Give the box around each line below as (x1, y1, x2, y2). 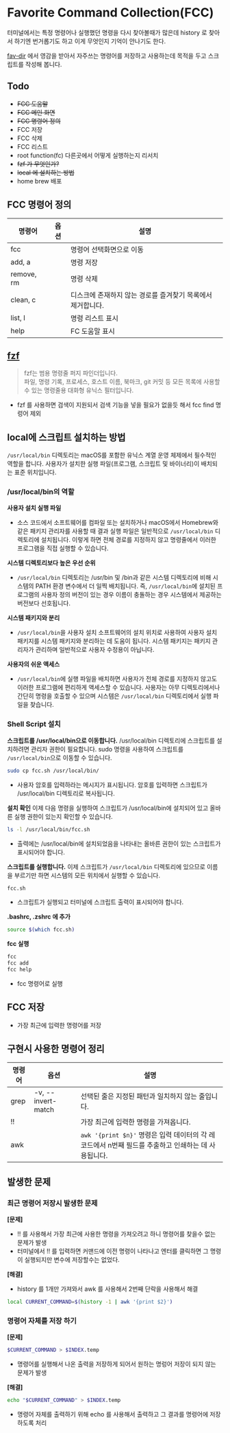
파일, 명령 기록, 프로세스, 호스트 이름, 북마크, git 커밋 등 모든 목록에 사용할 (23, 378, 220, 386)
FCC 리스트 (16, 142, 49, 150)
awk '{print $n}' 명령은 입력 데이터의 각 (80, 1130, 207, 1140)
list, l (10, 313, 25, 322)
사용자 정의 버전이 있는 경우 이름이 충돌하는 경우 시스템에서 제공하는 (40, 591, 222, 599)
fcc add (7, 960, 29, 967)
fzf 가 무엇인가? (16, 159, 60, 168)
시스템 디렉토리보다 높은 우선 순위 (7, 558, 96, 567)
